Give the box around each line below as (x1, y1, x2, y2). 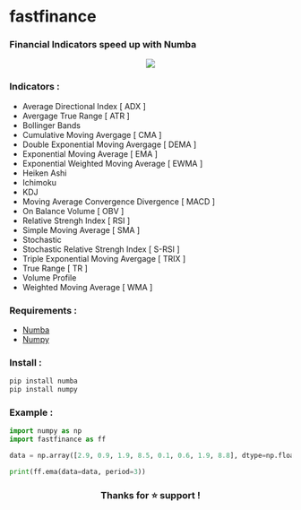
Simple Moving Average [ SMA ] (21, 224, 141, 235)
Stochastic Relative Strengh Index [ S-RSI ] (21, 244, 181, 255)
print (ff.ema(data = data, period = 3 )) (9, 468, 146, 477)
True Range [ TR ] (21, 263, 88, 273)
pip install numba (9, 376, 78, 386)
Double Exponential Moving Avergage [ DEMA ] (21, 139, 197, 150)
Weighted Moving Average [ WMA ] (21, 281, 153, 292)
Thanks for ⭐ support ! (100, 488, 201, 501)
